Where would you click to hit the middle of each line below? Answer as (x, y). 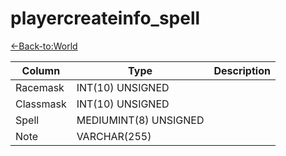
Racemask (40, 87)
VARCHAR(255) (114, 136)
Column (41, 70)
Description (242, 70)
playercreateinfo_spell (105, 18)
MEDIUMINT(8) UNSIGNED (140, 120)
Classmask (41, 104)
